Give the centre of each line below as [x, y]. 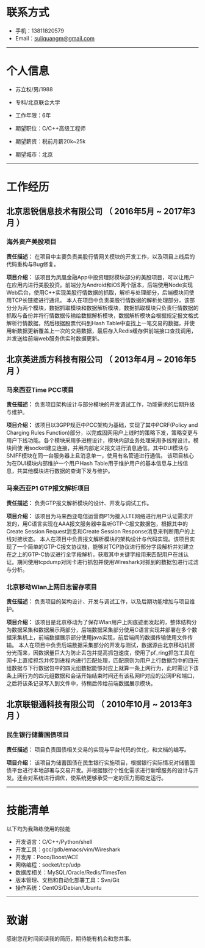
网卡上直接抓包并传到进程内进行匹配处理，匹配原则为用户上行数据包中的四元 [103, 660]
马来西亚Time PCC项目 [40, 390]
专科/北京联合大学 [38, 102]
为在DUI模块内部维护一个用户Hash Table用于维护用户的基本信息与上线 [95, 464]
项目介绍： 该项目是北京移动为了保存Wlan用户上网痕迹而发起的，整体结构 [99, 622]
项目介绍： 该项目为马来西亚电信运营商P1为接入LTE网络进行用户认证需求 [97, 516]
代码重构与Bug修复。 [33, 264]
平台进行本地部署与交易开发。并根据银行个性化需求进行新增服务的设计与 [102, 770]
